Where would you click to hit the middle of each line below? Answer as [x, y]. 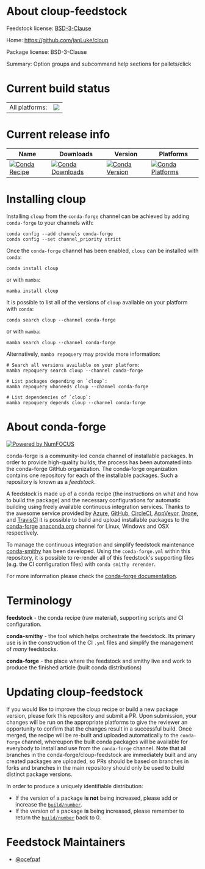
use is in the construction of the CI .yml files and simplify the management [100, 642]
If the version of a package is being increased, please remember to [99, 811]
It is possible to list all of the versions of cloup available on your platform [97, 302]
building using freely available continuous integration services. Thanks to [98, 506]
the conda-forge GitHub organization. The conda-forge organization [92, 468]
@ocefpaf [28, 859]
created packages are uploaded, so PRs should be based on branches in [98, 761]
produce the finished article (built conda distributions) [74, 667]
